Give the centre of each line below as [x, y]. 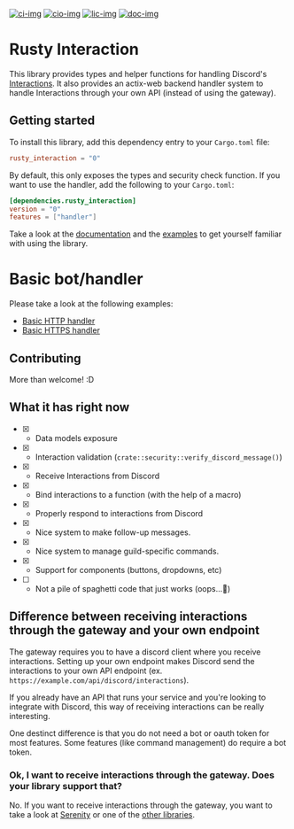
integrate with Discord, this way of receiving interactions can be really [136, 706]
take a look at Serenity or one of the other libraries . [102, 814]
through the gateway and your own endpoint [134, 630]
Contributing [45, 358]
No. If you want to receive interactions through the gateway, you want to [141, 805]
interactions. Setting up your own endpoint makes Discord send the [132, 661]
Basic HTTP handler [58, 321]
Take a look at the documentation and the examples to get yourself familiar [146, 234]
